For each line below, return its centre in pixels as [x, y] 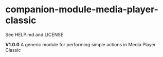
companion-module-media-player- [82, 9]
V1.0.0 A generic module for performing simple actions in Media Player [80, 44]
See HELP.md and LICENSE [34, 34]
